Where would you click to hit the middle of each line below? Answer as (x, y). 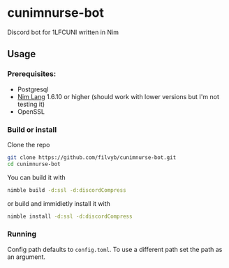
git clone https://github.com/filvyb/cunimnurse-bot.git (92, 157)
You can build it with (36, 177)
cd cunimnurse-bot (34, 164)
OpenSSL (31, 111)
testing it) (31, 104)
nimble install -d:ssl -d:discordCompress (70, 216)
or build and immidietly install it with (59, 203)
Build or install (32, 129)
